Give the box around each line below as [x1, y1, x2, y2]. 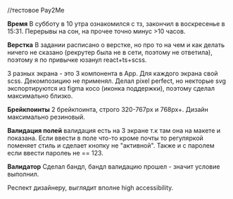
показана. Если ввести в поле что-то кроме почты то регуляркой [7, 134, 204, 142]
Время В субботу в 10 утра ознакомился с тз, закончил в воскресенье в [7, 20, 225, 27]
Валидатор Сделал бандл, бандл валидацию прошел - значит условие [7, 162, 220, 171]
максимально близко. [7, 91, 73, 100]
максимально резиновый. [7, 113, 86, 121]
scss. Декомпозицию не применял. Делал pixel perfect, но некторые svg [7, 77, 227, 85]
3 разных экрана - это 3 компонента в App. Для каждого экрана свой [7, 70, 218, 77]
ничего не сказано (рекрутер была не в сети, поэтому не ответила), [7, 49, 213, 56]
